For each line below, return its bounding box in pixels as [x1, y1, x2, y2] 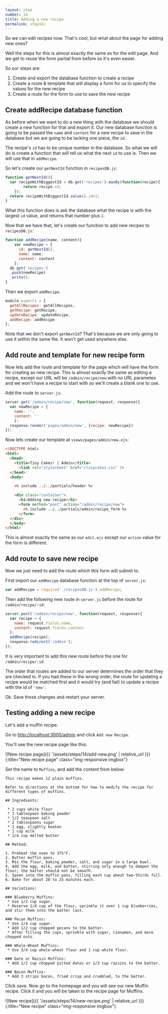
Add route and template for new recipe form [5, 350, 145, 359]
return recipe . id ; [23, 184, 62, 189]
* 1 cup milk [7, 828, 35, 834]
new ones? [5, 41, 28, 47]
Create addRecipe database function [5, 106, 123, 114]
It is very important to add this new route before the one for [5, 653, 128, 659]
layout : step [5, 7, 33, 13]
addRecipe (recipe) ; [10, 634, 51, 640]
